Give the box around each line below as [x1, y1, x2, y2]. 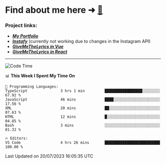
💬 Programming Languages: [5, 84, 58, 89]
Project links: [5, 22, 38, 29]
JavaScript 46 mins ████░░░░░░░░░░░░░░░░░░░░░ [5, 97, 161, 102]
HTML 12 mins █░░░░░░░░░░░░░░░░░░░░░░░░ [5, 114, 161, 120]
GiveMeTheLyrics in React [12, 49, 68, 55]
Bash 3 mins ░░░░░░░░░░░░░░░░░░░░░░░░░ [5, 123, 161, 128]
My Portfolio [12, 33, 39, 39]
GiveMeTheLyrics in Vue [12, 44, 64, 50]
